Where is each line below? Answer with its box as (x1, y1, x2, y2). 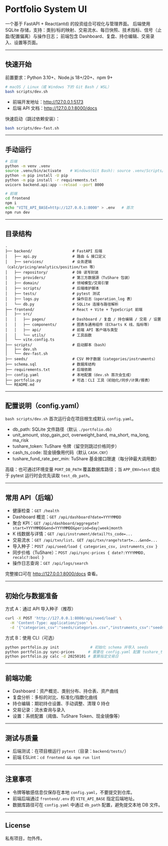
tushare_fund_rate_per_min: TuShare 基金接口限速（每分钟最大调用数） (12, 456, 159, 462)
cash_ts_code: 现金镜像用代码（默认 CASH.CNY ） (12, 449, 111, 456)
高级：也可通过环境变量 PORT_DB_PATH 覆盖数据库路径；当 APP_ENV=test (5, 466, 150, 472)
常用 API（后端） (5, 493, 57, 502)
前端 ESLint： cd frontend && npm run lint (12, 754, 101, 760)
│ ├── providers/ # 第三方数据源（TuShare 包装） (5, 275, 132, 280)
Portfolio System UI (5, 4, 87, 15)
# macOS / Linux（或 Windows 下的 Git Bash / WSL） (5, 84, 111, 90)
